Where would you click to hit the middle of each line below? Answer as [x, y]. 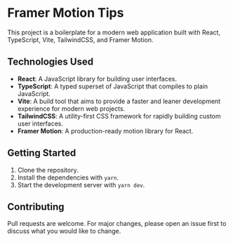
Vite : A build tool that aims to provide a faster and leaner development [119, 101]
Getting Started [42, 153]
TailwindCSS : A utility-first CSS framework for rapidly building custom [119, 116]
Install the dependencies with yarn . [68, 177]
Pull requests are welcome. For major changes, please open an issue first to [117, 224]
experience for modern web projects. [71, 108]
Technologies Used [50, 62]
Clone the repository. [48, 170]
